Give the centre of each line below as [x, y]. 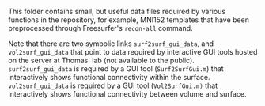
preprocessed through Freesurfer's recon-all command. [100, 28]
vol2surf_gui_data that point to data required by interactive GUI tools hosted [133, 52]
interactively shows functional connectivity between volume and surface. [127, 94]
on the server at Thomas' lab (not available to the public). [102, 60]
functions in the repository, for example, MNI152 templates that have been [129, 20]
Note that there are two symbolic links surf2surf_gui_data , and [111, 44]
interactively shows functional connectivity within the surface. [109, 77]
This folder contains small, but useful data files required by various [117, 11]
